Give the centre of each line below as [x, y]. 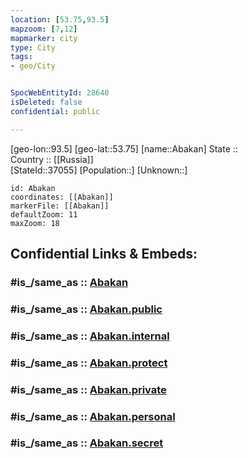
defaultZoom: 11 [44, 214]
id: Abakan [33, 188]
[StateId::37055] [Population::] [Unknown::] [99, 170]
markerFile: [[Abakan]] [60, 206]
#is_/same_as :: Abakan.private [88, 389]
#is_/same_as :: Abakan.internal [90, 336]
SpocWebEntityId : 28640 [60, 93]
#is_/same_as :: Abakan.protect [89, 363]
